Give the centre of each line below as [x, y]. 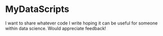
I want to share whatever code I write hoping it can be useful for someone [81, 23]
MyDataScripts [37, 9]
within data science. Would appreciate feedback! [56, 28]
